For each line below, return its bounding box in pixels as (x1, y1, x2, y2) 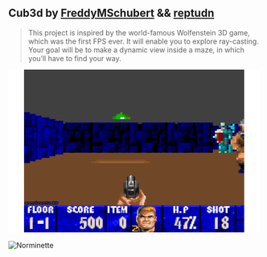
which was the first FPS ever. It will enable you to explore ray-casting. (27, 36, 259, 46)
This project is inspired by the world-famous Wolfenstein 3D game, (27, 27, 251, 37)
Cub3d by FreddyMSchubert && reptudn (8, 6, 215, 20)
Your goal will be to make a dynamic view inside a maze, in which (27, 44, 245, 55)
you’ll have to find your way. (27, 53, 122, 63)
